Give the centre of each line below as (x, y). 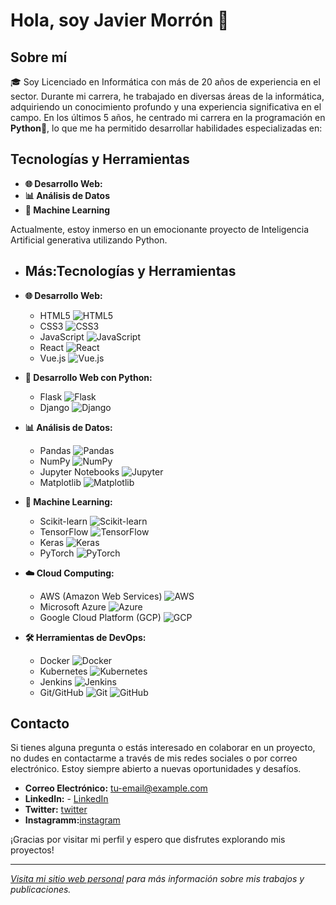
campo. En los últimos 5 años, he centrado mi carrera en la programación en (168, 117)
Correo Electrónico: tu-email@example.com (116, 788)
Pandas (55, 450)
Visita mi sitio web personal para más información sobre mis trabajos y (157, 879)
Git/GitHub (61, 692)
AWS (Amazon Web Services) (101, 596)
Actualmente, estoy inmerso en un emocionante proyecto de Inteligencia (160, 229)
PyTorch (57, 553)
